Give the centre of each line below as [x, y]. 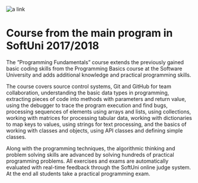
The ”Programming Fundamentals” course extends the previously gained [95, 62]
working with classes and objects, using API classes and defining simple [95, 130]
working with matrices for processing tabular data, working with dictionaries [99, 118]
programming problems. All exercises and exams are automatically [87, 161]
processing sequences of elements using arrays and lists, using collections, [99, 111]
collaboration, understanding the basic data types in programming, [88, 93]
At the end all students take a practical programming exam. [78, 173]
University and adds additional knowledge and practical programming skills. [99, 75]
